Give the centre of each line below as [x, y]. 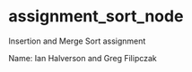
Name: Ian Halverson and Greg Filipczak [83, 58]
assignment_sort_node [96, 16]
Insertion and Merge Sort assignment [77, 41]
